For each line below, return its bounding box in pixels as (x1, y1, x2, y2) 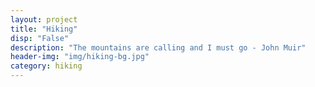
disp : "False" (10, 33, 70, 43)
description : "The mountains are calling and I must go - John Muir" (10, 42, 307, 53)
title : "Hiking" (10, 24, 78, 34)
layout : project (10, 14, 78, 25)
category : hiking (10, 61, 83, 71)
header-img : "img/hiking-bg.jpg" (10, 52, 150, 62)
